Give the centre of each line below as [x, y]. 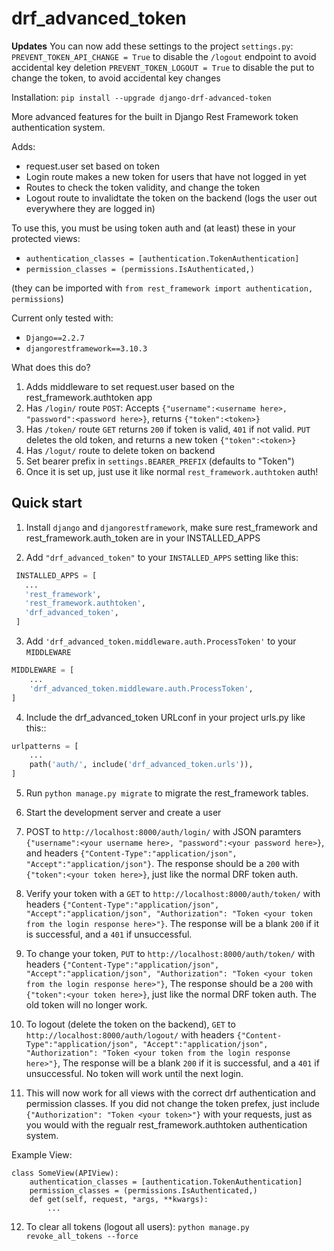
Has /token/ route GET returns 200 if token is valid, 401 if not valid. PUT [168, 429]
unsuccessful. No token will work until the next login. [134, 1073]
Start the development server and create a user [123, 812]
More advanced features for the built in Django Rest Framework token [155, 116]
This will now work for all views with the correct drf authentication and [170, 1093]
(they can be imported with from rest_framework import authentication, [162, 288]
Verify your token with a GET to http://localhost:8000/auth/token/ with [173, 893]
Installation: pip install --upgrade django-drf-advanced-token [141, 97]
